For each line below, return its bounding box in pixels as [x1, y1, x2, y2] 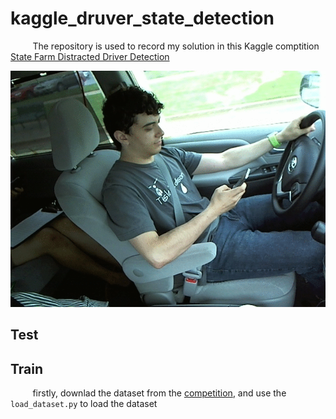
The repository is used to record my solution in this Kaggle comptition [32, 40, 320, 52]
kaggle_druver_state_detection [10, 7, 275, 30]
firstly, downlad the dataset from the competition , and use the [32, 387, 287, 399]
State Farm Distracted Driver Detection [10, 50, 170, 62]
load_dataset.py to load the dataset [10, 398, 158, 410]
